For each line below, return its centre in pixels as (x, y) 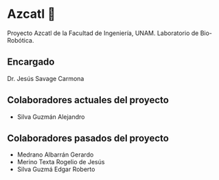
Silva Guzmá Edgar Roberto (56, 169)
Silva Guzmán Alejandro (51, 117)
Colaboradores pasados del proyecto (88, 138)
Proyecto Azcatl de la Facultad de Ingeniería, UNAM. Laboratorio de (103, 33)
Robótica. (21, 40)
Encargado (31, 62)
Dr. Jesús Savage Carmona (46, 78)
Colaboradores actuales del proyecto (88, 100)
